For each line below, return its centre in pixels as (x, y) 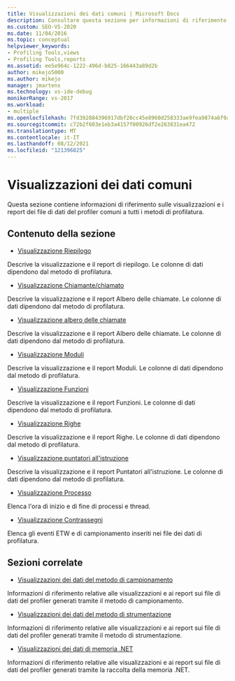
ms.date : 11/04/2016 (37, 33)
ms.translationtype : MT (42, 131)
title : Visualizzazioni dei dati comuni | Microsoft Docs (93, 14)
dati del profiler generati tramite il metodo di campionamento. (95, 601)
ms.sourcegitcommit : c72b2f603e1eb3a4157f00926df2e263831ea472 (101, 124)
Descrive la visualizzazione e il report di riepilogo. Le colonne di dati (105, 264)
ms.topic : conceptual (39, 40)
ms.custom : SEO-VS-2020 (42, 27)
